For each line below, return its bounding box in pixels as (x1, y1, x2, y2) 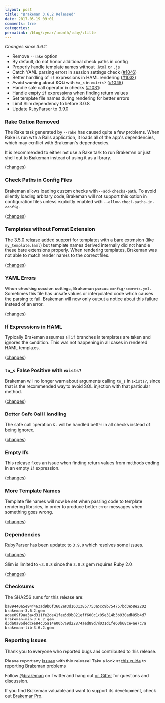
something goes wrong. (5, 509, 53, 515)
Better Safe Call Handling (5, 411, 66, 417)
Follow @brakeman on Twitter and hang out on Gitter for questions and (5, 672, 149, 678)
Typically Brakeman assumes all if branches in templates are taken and (5, 334, 151, 340)
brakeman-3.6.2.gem (5, 608, 45, 613)
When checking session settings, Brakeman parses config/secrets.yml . (5, 286, 151, 291)
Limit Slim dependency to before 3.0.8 (12, 101, 90, 106)
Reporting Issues (5, 637, 47, 644)
